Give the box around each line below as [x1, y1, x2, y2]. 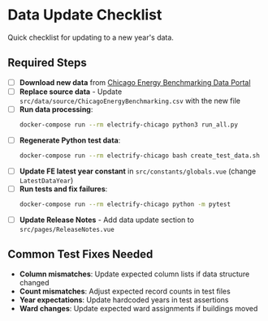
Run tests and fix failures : [19, 184, 108, 194]
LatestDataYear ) [19, 175, 74, 185]
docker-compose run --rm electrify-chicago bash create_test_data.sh [19, 152, 261, 160]
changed [19, 277, 50, 287]
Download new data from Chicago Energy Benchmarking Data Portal [19, 77, 251, 87]
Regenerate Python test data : [19, 135, 121, 145]
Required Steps [7, 56, 87, 70]
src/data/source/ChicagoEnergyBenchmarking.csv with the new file [19, 96, 241, 105]
